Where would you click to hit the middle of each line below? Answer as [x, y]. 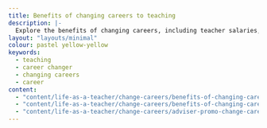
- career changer [44, 68]
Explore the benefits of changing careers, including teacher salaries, [138, 30]
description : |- [35, 23]
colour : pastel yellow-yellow [58, 45]
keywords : [25, 52]
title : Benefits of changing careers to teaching [92, 16]
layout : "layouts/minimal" [53, 38]
